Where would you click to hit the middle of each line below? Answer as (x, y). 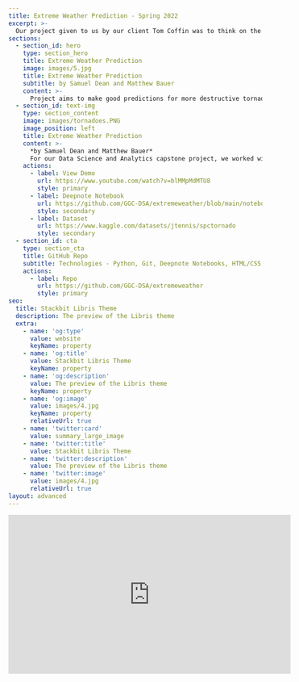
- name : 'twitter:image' (64, 474)
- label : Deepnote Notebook (77, 196)
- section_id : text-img (55, 106)
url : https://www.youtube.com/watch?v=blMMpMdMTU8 (124, 181)
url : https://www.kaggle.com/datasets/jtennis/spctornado (137, 226)
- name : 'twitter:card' (63, 429)
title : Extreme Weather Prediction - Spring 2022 (93, 16)
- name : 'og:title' (56, 354)
